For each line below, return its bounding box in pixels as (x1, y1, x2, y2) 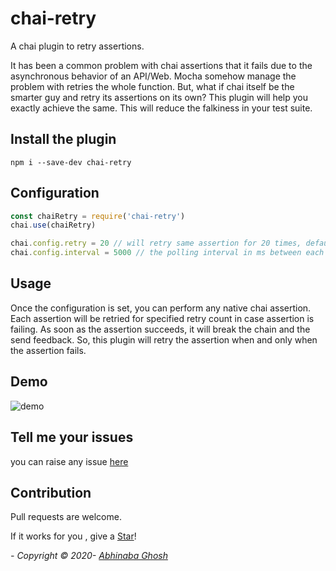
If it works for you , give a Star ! (10, 530, 137, 542)
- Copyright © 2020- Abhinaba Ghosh (10, 550, 168, 562)
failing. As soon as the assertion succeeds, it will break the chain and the (10, 323, 311, 335)
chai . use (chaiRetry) (10, 220, 97, 231)
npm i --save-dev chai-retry (10, 157, 132, 167)
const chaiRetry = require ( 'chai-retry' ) (10, 211, 186, 221)
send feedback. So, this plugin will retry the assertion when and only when (10, 333, 318, 346)
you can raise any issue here (10, 455, 129, 467)
